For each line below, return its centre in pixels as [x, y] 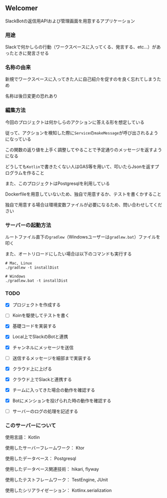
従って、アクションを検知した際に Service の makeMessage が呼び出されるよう [82, 132]
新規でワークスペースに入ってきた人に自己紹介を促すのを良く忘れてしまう [81, 79]
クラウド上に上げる [32, 368]
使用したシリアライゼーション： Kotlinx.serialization [59, 490]
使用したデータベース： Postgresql [41, 458]
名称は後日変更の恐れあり [31, 96]
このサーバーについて [31, 425]
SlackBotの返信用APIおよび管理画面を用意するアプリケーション [70, 21]
